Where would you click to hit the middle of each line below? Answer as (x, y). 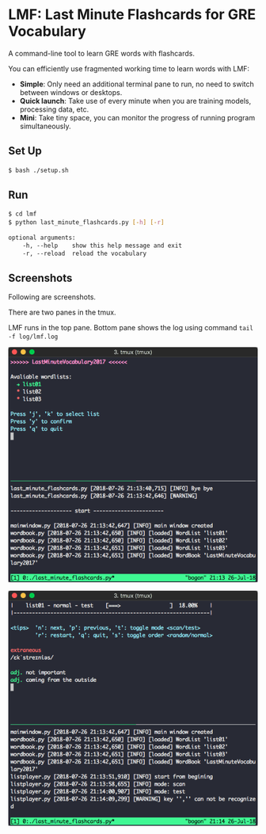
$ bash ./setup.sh (38, 170)
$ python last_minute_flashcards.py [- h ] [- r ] (86, 223)
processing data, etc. (54, 109)
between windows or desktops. (71, 92)
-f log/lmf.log (33, 337)
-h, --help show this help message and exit (102, 246)
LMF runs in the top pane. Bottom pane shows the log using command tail (131, 328)
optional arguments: (42, 238)
